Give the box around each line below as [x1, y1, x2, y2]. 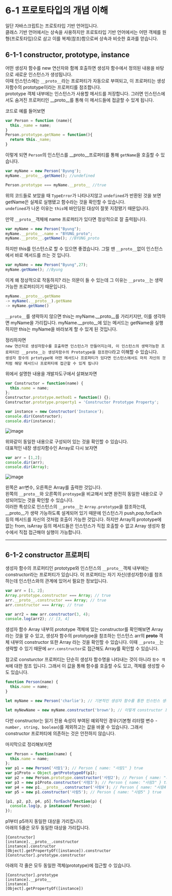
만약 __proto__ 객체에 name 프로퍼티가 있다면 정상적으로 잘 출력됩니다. [5, 216, 147, 222]
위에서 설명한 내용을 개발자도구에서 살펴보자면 [5, 370, 97, 377]
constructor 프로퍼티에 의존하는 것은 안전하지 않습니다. [5, 730, 116, 736]
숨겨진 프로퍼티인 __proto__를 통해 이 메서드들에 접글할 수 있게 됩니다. [14, 97, 155, 103]
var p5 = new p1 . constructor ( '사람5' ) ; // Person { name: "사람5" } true [5, 789, 162, 795]
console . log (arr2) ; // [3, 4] [5, 616, 70, 622]
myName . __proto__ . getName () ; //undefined [5, 173, 95, 178]
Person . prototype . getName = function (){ [5, 132, 93, 137]
